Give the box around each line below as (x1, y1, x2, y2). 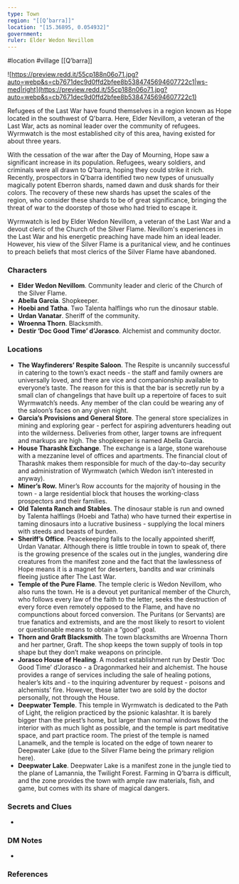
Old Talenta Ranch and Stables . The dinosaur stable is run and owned (17, 504, 225, 513)
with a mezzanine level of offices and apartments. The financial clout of (17, 451, 228, 459)
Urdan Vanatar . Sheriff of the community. (17, 311, 140, 320)
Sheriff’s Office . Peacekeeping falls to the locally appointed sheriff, (17, 534, 216, 543)
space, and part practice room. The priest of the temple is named (17, 730, 210, 740)
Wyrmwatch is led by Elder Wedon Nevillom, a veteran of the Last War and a (7, 218, 231, 226)
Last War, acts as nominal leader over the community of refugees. (7, 122, 201, 130)
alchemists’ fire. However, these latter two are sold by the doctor (17, 686, 208, 694)
